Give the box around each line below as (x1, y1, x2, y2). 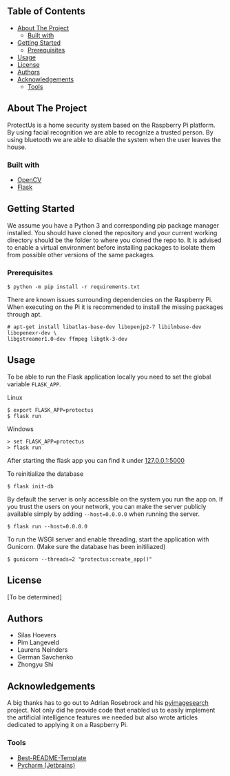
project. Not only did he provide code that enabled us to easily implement (7, 706, 216, 715)
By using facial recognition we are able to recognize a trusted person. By (7, 128, 213, 137)
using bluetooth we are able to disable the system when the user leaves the (7, 135, 222, 143)
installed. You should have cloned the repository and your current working (7, 228, 218, 237)
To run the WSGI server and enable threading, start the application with (7, 535, 209, 544)
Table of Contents (7, 6, 86, 17)
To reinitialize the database (7, 469, 84, 478)
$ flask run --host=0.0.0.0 (7, 523, 88, 530)
